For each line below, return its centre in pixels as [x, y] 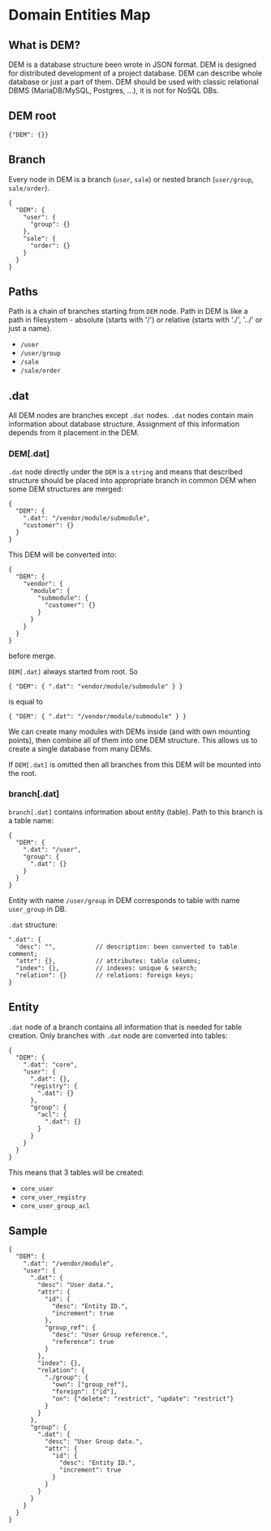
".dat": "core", [51, 1064]
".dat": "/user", [52, 849]
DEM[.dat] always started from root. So [73, 671]
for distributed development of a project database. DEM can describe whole [135, 73]
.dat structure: [33, 924]
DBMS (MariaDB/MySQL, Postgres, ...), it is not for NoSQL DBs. [114, 90]
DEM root [32, 116]
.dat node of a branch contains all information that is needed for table [125, 1027]
